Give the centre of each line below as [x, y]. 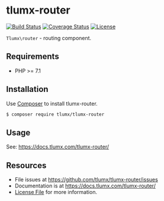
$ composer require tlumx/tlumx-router [55, 114]
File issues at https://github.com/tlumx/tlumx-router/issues [86, 180]
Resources [26, 165]
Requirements [33, 57]
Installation [27, 89]
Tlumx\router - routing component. [49, 38]
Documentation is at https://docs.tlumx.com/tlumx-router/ [85, 186]
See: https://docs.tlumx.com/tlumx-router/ [58, 147]
